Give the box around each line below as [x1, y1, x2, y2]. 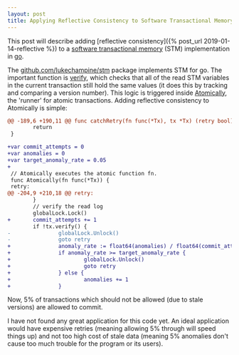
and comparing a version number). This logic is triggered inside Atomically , [7, 88, 228, 97]
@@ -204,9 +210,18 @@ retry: [7, 190, 94, 197]
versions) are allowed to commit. [7, 303, 103, 312]
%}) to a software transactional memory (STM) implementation [46, 44, 230, 53]
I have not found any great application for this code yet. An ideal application [7, 317, 230, 325]
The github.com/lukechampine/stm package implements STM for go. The [7, 66, 223, 74]
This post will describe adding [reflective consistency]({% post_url [7, 36, 203, 45]
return [33, 124, 53, 131]
